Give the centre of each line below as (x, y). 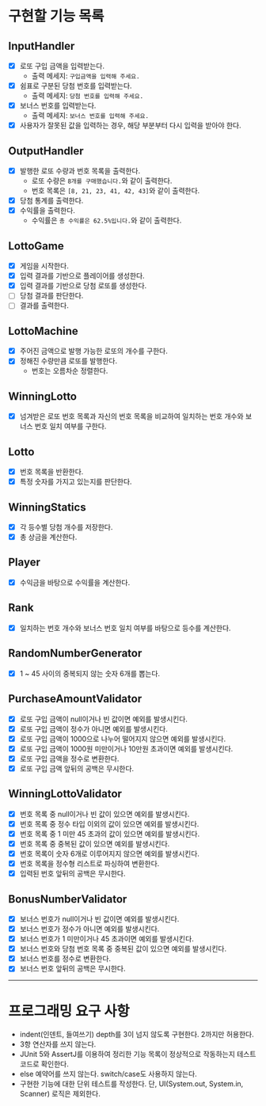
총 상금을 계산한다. (48, 537)
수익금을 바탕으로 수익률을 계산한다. (75, 582)
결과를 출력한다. (44, 306)
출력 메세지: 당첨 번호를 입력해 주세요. (87, 96)
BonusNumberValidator (68, 899)
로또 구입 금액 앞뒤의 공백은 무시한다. (77, 768)
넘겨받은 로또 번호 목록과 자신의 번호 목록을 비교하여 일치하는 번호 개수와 (131, 416)
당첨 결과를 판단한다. (51, 296)
